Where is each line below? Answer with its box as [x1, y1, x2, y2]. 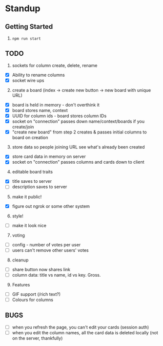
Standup [5, 3, 41, 14]
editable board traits [12, 169, 53, 175]
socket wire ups [12, 77, 44, 83]
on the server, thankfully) [12, 335, 63, 341]
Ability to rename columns [12, 72, 65, 78]
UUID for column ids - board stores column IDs [12, 113, 107, 119]
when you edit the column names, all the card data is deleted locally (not [12, 329, 159, 335]
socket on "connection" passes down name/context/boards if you [12, 118, 145, 125]
